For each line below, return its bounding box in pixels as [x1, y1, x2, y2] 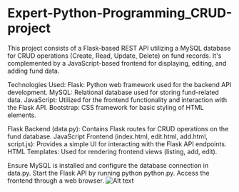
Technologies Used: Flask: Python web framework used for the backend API [7, 80, 232, 89]
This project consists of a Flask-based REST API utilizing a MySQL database [7, 44, 231, 52]
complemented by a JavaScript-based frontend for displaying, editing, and [7, 59, 227, 67]
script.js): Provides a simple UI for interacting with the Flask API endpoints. [7, 139, 227, 148]
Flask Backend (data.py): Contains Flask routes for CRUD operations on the [7, 124, 229, 133]
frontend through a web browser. [7, 176, 105, 185]
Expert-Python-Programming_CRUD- [7, 5, 233, 21]
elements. [7, 111, 37, 119]
